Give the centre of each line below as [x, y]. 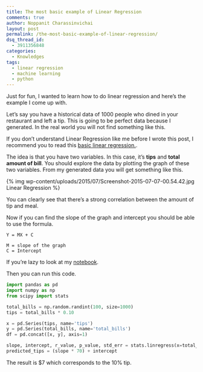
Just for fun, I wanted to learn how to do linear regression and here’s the [96, 96]
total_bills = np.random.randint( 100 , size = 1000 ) [70, 307]
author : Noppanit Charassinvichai [50, 23]
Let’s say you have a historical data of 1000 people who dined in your [92, 115]
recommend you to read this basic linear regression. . [72, 145]
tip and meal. [22, 206]
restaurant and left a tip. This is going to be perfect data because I [89, 121]
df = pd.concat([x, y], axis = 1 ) [47, 335]
